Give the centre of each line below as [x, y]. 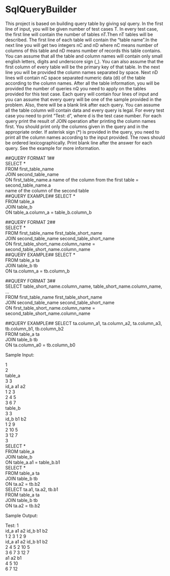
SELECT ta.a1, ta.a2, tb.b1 [32, 489]
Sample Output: [22, 515]
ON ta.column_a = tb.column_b [38, 271]
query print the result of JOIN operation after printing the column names [80, 121]
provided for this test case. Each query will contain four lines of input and [82, 94]
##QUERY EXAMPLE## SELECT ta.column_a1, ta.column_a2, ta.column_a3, [84, 323]
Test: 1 [12, 525]
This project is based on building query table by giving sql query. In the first [84, 23]
